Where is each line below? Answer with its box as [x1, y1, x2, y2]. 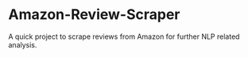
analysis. [8, 40, 37, 49]
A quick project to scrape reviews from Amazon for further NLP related [8, 32, 240, 41]
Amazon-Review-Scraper [8, 6, 180, 24]
